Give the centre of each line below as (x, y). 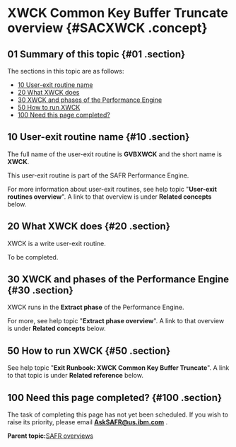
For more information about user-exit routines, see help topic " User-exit (112, 189)
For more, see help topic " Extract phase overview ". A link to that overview (116, 321)
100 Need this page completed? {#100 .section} (115, 397)
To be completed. (33, 257)
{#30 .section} (40, 290)
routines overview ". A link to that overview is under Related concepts (110, 197)
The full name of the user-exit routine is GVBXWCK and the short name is (115, 154)
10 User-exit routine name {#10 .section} (99, 137)
